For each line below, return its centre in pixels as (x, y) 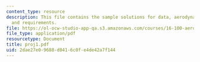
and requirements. (35, 22)
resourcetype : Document (36, 39)
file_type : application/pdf (41, 34)
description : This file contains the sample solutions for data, (89, 17)
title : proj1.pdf (28, 45)
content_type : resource (36, 12)
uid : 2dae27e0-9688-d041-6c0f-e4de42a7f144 (61, 50)
